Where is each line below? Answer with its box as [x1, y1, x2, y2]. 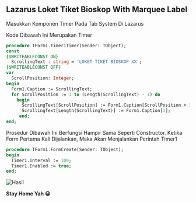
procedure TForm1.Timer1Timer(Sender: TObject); [6, 43, 127, 48]
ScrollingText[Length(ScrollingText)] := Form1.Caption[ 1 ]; [21, 108, 171, 114]
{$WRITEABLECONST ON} [6, 54, 59, 60]
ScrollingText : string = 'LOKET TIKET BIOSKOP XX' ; [11, 59, 142, 65]
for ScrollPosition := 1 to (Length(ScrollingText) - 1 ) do [11, 92, 160, 97]
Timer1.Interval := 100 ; [11, 157, 72, 163]
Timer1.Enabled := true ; [11, 163, 72, 169]
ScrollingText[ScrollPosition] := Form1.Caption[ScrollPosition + [21, 102, 187, 108]
